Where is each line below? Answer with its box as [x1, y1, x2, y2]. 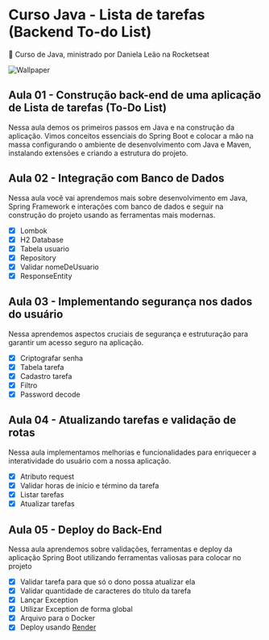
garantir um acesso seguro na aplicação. [8, 337, 144, 347]
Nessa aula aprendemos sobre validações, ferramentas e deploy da [8, 544, 233, 554]
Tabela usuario [19, 243, 70, 253]
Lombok [19, 226, 48, 235]
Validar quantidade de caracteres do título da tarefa [19, 586, 192, 596]
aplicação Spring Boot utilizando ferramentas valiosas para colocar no [8, 552, 242, 562]
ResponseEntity [19, 271, 72, 281]
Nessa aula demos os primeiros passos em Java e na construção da [8, 123, 235, 132]
